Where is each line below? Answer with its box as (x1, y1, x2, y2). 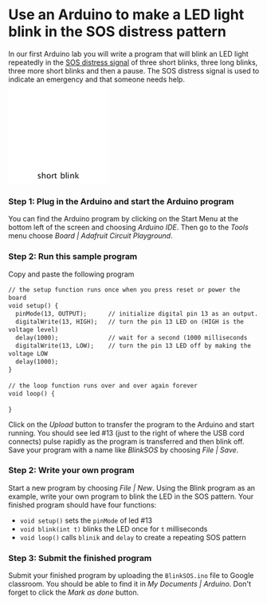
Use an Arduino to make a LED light (8, 6, 245, 24)
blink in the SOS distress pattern (8, 22, 227, 41)
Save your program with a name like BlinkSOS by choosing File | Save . (8, 445, 239, 455)
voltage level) (8, 325, 59, 333)
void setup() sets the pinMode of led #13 (19, 515, 153, 525)
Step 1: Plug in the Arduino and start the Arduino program (8, 196, 234, 207)
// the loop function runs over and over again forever (8, 381, 198, 389)
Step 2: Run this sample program (8, 251, 138, 262)
